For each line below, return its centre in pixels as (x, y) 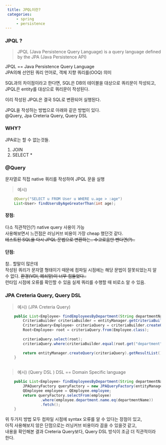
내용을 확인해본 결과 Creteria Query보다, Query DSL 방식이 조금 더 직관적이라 (81, 432)
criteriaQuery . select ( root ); (53, 339)
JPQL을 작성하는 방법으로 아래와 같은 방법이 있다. (53, 110)
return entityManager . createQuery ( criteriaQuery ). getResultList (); (94, 353)
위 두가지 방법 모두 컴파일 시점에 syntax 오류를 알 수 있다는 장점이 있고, (74, 419)
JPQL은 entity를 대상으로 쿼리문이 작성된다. (47, 89)
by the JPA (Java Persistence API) (52, 57)
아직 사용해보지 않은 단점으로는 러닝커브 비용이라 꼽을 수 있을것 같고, (71, 425)
